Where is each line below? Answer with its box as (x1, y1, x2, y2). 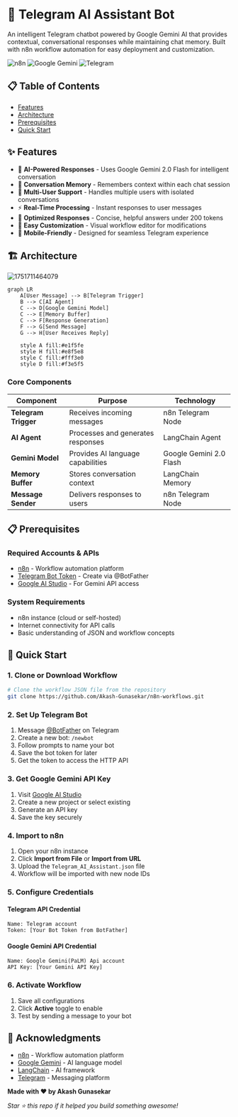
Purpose (98, 395, 127, 405)
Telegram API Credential (7, 904, 81, 913)
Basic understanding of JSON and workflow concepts (17, 629, 175, 637)
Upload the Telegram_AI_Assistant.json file (17, 862, 145, 870)
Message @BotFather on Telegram (17, 726, 119, 734)
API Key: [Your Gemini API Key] (7, 963, 103, 971)
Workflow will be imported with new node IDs (17, 869, 150, 877)
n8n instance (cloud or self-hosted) (17, 613, 122, 621)
